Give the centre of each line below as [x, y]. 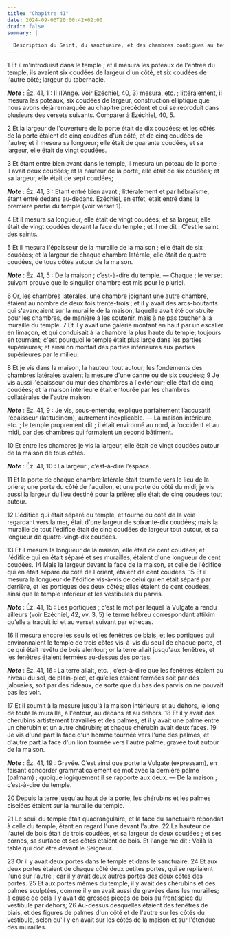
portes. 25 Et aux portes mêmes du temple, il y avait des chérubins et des [111, 883]
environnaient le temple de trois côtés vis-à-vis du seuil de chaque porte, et [114, 643]
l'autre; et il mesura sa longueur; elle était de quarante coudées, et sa [106, 143]
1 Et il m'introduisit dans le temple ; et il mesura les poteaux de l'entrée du [111, 65]
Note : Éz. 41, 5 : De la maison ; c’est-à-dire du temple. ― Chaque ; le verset [115, 275]
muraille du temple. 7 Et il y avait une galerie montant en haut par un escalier [115, 325]
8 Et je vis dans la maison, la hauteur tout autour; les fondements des [105, 368]
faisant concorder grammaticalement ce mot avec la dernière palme [103, 770]
